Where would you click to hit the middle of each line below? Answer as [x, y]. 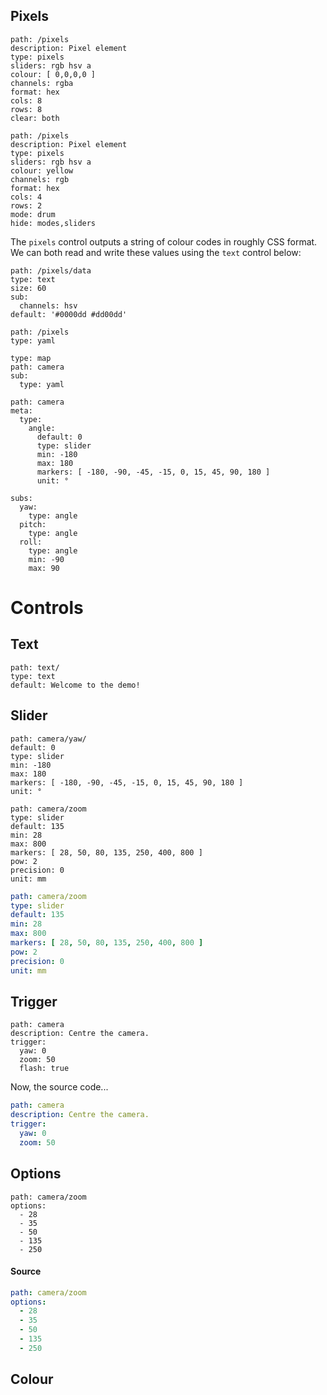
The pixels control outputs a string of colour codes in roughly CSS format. [164, 241]
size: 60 [28, 288]
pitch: [33, 524]
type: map [31, 358]
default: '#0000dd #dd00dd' [69, 314]
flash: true [44, 1069]
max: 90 [44, 568]
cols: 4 [26, 197]
